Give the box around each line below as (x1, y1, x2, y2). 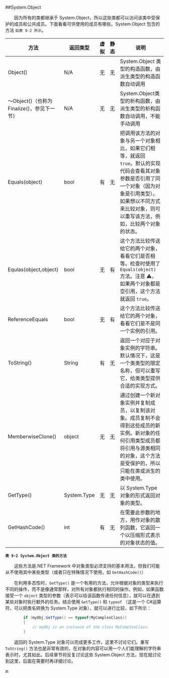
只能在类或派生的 (120, 467, 160, 474)
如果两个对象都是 (120, 280, 160, 287)
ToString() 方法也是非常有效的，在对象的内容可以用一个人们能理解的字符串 (5, 645, 161, 651)
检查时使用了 (130, 260, 160, 267)
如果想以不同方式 (120, 198, 160, 205)
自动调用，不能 (125, 113, 160, 119)
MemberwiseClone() (8, 433, 57, 440)
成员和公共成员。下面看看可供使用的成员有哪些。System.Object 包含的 (14, 21, 160, 27)
